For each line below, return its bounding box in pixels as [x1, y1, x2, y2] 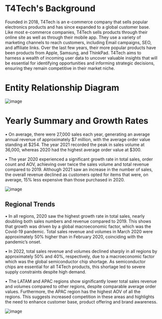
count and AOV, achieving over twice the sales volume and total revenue [5, 161, 149, 167]
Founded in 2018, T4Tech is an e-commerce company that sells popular [5, 19, 148, 25]
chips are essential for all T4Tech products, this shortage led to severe [5, 264, 146, 270]
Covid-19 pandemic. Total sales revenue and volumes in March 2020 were [5, 228, 153, 234]
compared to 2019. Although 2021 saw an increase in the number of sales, [5, 166, 153, 172]
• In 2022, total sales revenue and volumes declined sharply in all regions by [5, 248, 158, 254]
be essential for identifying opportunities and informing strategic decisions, [5, 60, 155, 66]
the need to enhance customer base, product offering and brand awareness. [5, 299, 158, 304]
